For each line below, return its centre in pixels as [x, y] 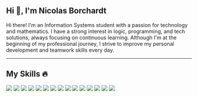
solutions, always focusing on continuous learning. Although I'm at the [91, 37]
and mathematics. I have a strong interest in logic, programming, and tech [96, 31]
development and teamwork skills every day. [60, 50]
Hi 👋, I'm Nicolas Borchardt [56, 11]
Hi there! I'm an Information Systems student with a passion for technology [97, 25]
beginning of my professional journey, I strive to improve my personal [90, 44]
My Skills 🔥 [27, 74]
